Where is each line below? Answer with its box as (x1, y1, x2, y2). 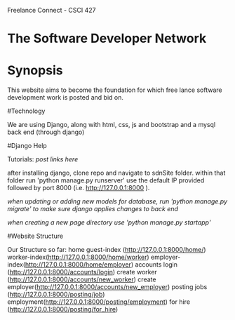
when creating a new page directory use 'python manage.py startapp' (7, 218, 211, 227)
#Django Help (7, 142, 47, 150)
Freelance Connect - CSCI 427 (7, 6, 96, 14)
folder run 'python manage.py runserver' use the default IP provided (7, 176, 205, 185)
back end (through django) (7, 128, 85, 136)
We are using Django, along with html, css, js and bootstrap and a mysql (7, 121, 216, 129)
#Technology (7, 107, 46, 115)
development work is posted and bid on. (7, 93, 124, 102)
